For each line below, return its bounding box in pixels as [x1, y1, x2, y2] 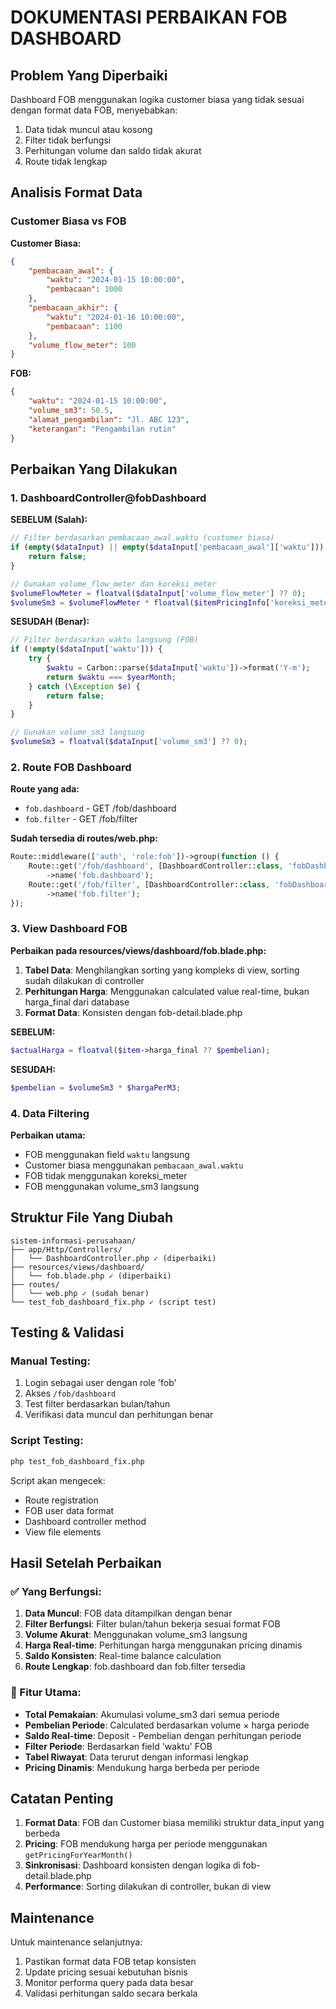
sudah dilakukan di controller [24, 974, 145, 986]
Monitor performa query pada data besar [24, 1977, 194, 1989]
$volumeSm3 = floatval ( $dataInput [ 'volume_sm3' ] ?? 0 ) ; [10, 737, 248, 747]
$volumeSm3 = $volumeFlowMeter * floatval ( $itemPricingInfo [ [10, 597, 271, 608]
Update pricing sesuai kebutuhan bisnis [24, 1966, 188, 1978]
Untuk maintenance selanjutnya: [10, 1936, 143, 1948]
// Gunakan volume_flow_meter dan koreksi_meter [10, 579, 217, 589]
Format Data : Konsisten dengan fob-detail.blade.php [24, 1006, 243, 1018]
